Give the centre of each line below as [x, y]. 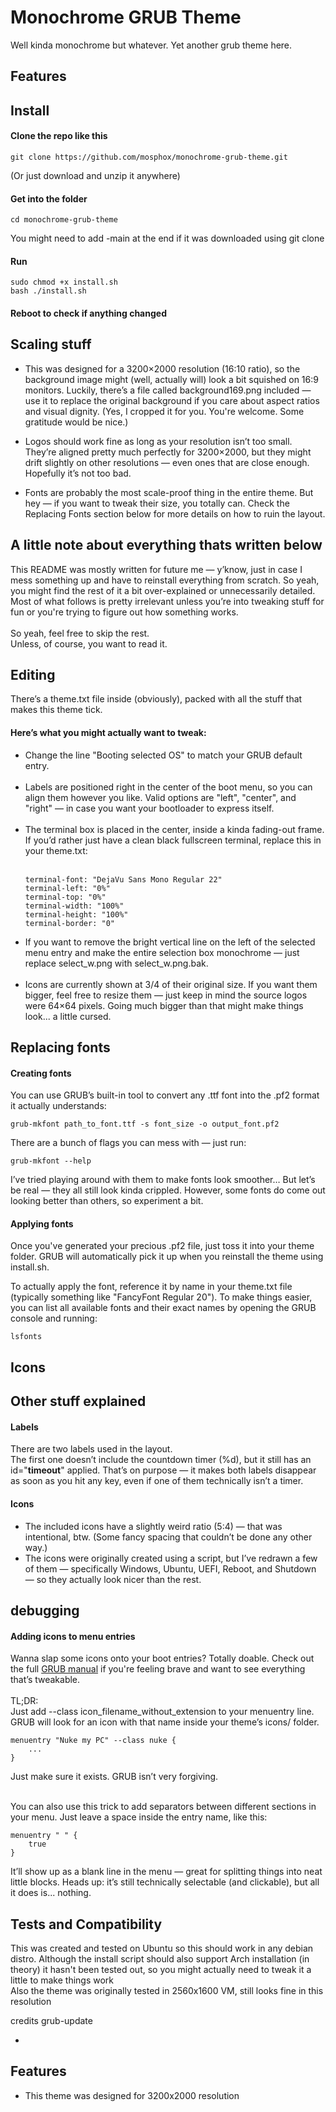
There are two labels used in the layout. [91, 1449]
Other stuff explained [78, 1401]
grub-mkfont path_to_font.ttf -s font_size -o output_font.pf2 [145, 1124]
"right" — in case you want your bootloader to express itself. [149, 808]
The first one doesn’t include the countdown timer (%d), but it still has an [161, 1460]
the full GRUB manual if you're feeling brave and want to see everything [158, 1669]
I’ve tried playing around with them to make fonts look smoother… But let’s [163, 1180]
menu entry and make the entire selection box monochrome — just [162, 952]
